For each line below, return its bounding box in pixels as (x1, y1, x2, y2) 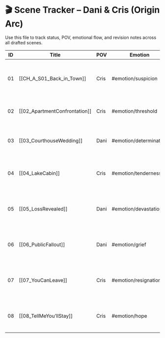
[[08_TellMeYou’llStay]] (19, 312, 73, 319)
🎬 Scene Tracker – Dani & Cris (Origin (5, 4, 160, 16)
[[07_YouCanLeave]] (19, 277, 67, 283)
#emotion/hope (111, 312, 147, 319)
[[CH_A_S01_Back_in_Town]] (19, 75, 86, 82)
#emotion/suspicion (111, 75, 158, 82)
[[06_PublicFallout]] (19, 241, 65, 248)
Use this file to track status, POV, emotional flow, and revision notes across (5, 34, 156, 40)
